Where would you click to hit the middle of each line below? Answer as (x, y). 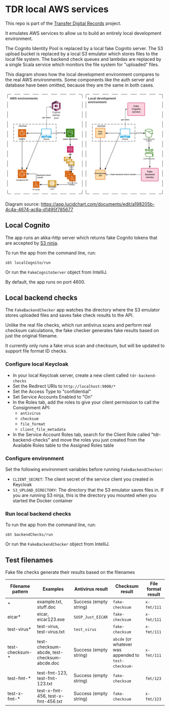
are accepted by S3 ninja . (32, 243)
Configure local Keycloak (37, 364)
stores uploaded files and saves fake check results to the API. (70, 315)
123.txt (45, 683)
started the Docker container (42, 500)
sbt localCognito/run (28, 263)
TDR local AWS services (57, 9)
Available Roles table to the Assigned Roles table (63, 445)
